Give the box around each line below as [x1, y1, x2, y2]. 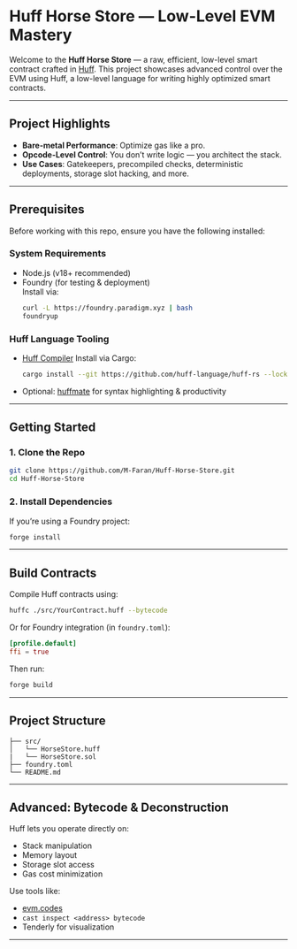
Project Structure [9, 714, 106, 729]
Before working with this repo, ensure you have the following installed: [9, 226, 265, 236]
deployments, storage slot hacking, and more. [21, 168, 190, 179]
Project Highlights [9, 117, 110, 132]
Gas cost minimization [21, 869, 103, 879]
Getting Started [9, 420, 96, 435]
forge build [9, 680, 53, 689]
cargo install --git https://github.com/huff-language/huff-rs [21, 370, 261, 379]
